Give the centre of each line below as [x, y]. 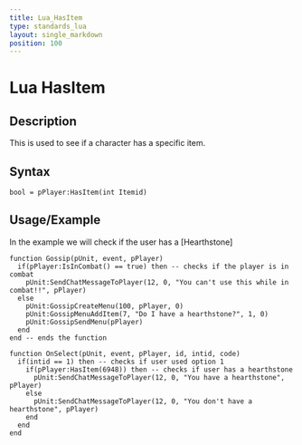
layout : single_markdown [56, 34]
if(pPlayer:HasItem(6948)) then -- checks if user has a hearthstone [160, 369]
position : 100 [36, 43]
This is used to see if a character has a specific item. [108, 143]
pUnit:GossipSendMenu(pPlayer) [85, 322]
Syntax [30, 172]
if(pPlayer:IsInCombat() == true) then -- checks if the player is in [153, 266]
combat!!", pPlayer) [48, 290]
